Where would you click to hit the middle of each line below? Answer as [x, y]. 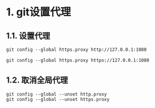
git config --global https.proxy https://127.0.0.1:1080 [78, 60]
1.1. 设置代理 [28, 36]
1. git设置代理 [38, 12]
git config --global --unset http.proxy [57, 94]
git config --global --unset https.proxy [58, 100]
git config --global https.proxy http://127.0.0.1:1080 [76, 50]
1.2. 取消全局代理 [37, 80]
